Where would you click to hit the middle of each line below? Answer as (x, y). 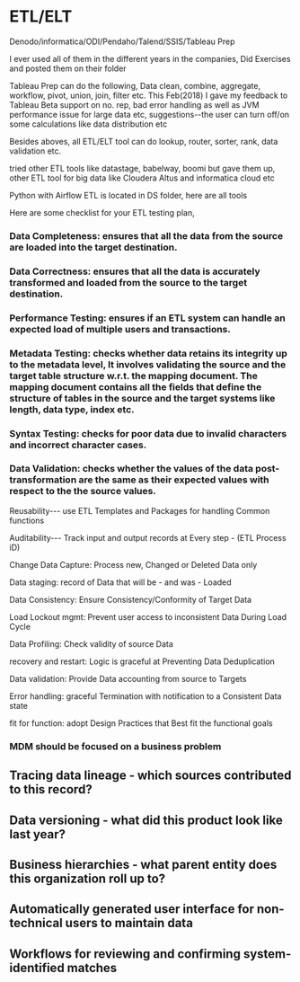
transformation (43, 480)
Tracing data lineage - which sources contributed (150, 776)
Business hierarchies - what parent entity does (143, 864)
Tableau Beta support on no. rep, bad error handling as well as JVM (134, 104)
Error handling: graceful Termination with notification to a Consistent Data (146, 696)
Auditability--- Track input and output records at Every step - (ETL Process (148, 537)
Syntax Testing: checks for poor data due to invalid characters (148, 433)
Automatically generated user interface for (132, 909)
